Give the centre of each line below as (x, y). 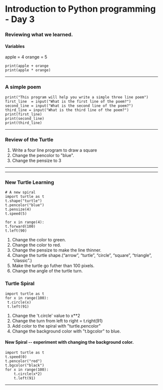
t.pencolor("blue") (25, 205)
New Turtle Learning (30, 182)
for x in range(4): (25, 222)
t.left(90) (16, 231)
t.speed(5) (16, 214)
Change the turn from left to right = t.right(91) (57, 321)
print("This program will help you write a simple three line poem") (77, 97)
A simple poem (23, 87)
